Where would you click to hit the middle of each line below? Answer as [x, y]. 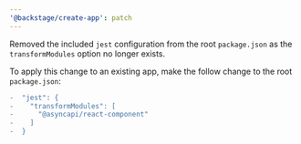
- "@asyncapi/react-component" [79, 115]
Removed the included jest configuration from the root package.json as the [151, 44]
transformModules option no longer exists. [88, 53]
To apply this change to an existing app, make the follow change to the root [151, 71]
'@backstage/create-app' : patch [71, 18]
